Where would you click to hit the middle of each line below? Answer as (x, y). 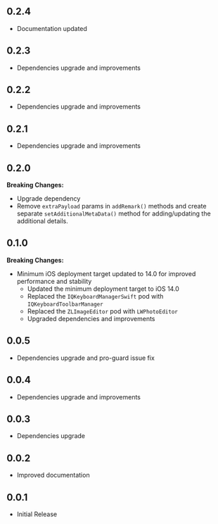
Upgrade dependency (49, 199)
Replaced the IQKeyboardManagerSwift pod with (95, 296)
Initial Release (37, 514)
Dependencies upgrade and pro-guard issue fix (86, 358)
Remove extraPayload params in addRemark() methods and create (111, 206)
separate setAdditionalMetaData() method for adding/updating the (114, 213)
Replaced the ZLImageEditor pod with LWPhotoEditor (103, 311)
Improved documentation (53, 475)
